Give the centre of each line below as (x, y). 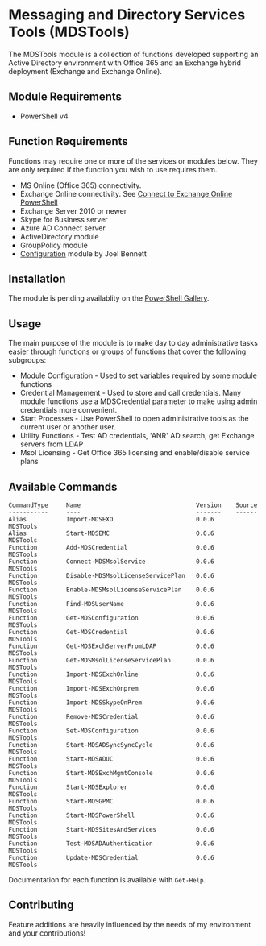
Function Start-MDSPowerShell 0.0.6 (112, 815)
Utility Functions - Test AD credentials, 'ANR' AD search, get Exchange (137, 436)
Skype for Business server (64, 219)
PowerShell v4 (44, 116)
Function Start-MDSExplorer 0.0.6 (112, 787)
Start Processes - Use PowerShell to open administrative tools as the (134, 419)
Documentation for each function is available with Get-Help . (107, 880)
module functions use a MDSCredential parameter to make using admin (139, 401)
